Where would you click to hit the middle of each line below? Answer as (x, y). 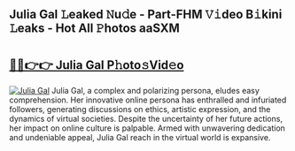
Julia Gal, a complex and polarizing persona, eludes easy (155, 91)
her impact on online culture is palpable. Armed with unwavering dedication (147, 128)
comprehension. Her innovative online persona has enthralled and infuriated (148, 100)
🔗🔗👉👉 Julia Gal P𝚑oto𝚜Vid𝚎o (97, 65)
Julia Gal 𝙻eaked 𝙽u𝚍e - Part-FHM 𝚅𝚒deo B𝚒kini (146, 15)
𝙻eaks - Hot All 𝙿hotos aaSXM (94, 29)
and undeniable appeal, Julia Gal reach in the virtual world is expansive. (140, 137)
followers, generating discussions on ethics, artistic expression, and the (140, 109)
